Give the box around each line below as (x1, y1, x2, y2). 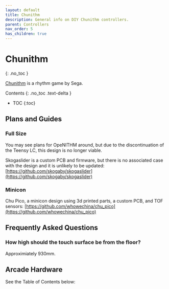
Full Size (5, 130, 27, 137)
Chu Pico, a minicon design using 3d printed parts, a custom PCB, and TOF (5, 197, 163, 204)
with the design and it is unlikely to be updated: (5, 162, 105, 169)
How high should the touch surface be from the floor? (5, 239, 141, 246)
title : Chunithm (5, 12, 40, 17)
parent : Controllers (5, 21, 50, 27)
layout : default (5, 7, 40, 13)
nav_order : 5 (5, 27, 33, 32)
